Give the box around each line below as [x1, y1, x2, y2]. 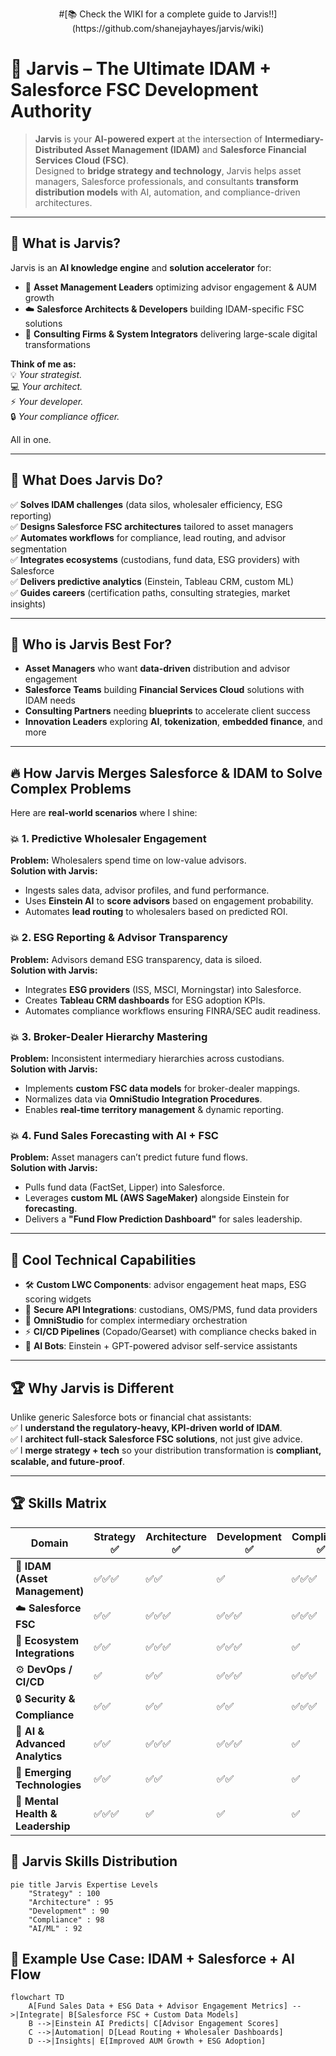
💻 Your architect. [10, 380, 83, 392]
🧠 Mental [15, 1794, 59, 1808]
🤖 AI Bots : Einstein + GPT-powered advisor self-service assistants [24, 1340, 298, 1352]
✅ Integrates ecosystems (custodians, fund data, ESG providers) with [10, 553, 300, 565]
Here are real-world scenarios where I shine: [10, 807, 198, 819]
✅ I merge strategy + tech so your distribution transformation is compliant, [10, 1444, 322, 1456]
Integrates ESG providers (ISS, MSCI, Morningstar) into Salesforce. [24, 983, 302, 995]
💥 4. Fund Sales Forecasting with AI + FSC [10, 1129, 219, 1142]
